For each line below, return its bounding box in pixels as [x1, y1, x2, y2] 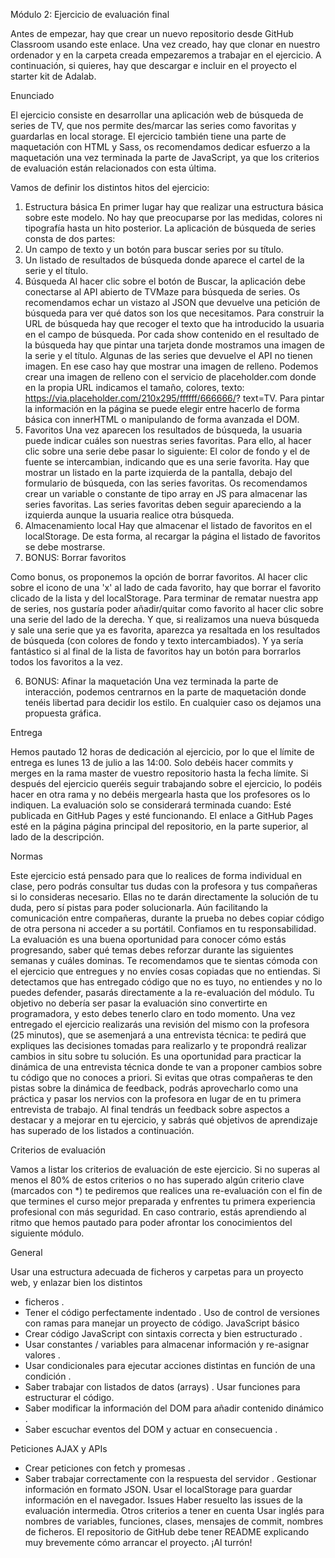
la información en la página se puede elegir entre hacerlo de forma [24, 403, 300, 414]
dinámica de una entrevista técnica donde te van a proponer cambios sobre [10, 1061, 323, 1073]
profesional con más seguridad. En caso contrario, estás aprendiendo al [10, 1206, 307, 1218]
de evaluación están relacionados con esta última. [10, 162, 217, 174]
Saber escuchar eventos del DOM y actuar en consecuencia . [24, 1424, 278, 1435]
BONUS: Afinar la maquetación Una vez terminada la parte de [24, 675, 279, 687]
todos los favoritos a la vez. [10, 656, 124, 668]
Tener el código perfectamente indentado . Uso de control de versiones [24, 1307, 320, 1318]
